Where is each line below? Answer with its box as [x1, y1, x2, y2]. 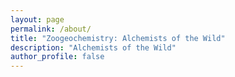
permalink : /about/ [10, 24, 92, 34]
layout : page [10, 14, 65, 25]
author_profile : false [10, 52, 105, 62]
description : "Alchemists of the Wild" [10, 42, 177, 53]
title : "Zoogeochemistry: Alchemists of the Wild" [10, 33, 226, 43]
